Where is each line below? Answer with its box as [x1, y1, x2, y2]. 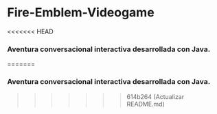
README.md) [126, 100, 165, 108]
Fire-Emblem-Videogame [7, 5, 155, 20]
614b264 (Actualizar [126, 92, 184, 100]
